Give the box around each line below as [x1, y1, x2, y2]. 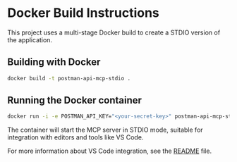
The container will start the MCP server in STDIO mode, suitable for [7, 125, 203, 135]
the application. [7, 35, 53, 44]
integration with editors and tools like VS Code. [7, 133, 144, 142]
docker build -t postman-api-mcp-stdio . [7, 75, 131, 82]
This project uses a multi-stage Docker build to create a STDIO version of [7, 28, 221, 37]
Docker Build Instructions [7, 5, 160, 21]
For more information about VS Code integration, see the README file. [7, 147, 212, 156]
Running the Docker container [7, 94, 142, 106]
